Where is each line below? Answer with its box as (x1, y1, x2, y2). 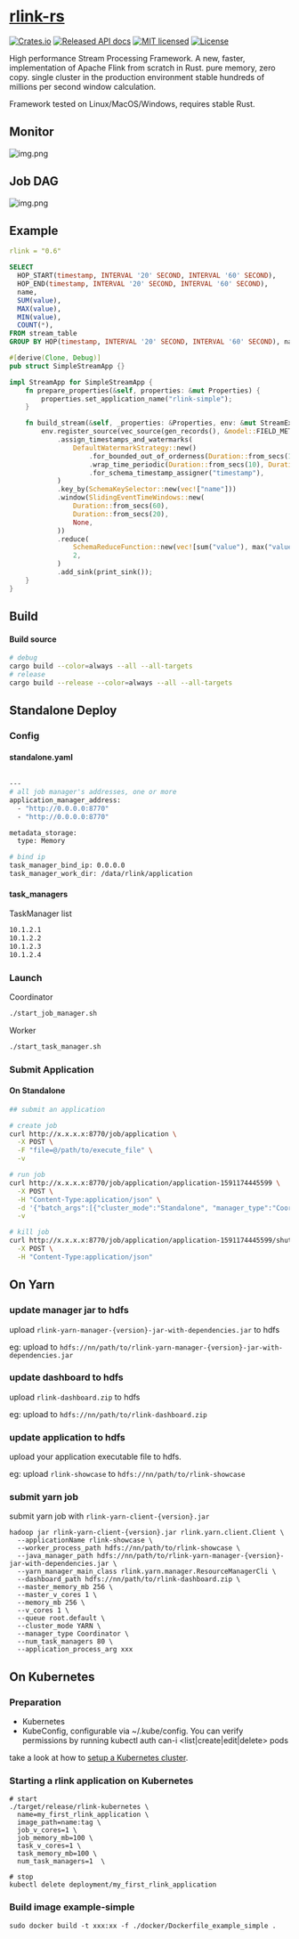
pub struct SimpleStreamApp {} (9, 361, 125, 370)
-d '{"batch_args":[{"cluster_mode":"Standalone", (17, 1204, 209, 1213)
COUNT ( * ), (17, 320, 53, 330)
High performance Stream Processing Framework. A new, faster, (9, 53, 246, 63)
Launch (9, 971, 43, 984)
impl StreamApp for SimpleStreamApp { (9, 377, 153, 386)
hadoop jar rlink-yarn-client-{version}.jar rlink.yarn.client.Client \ (9, 1529, 285, 1537)
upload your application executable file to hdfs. (9, 1451, 182, 1462)
